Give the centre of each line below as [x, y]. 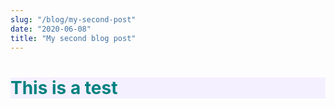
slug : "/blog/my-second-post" [73, 19]
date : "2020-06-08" [51, 29]
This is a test [64, 87]
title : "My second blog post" [73, 38]
